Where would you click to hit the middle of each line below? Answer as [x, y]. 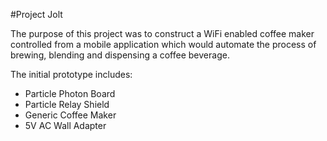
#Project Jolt [36, 14]
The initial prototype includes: [71, 74]
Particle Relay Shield [67, 104]
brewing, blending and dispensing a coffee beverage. [120, 55]
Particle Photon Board [70, 93]
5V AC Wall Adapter [65, 125]
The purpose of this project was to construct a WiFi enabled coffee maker [162, 33]
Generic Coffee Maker [70, 115]
